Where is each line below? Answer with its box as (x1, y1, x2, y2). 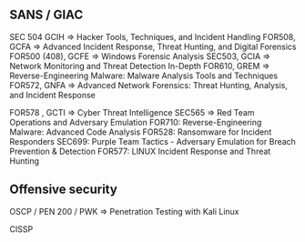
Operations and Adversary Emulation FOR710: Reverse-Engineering (9, 116, 262, 127)
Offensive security (9, 182, 118, 197)
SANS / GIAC (9, 7, 84, 23)
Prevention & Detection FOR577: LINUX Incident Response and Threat (9, 146, 271, 156)
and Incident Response (9, 89, 96, 100)
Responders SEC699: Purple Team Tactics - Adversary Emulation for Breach (9, 136, 296, 146)
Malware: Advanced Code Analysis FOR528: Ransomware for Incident (9, 126, 272, 137)
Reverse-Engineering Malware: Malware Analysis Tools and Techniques (9, 70, 279, 81)
